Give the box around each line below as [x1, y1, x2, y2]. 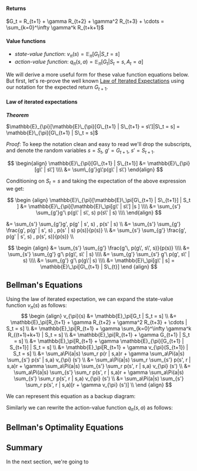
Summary [6, 442, 43, 453]
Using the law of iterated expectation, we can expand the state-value [6, 296, 173, 303]
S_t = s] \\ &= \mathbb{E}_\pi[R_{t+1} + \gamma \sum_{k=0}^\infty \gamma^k [6, 325, 192, 332]
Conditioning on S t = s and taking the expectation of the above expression [6, 177, 186, 185]
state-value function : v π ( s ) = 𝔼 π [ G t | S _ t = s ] [14, 51, 121, 59]
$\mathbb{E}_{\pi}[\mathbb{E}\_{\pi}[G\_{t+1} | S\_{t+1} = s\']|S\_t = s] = [6, 123, 181, 130]
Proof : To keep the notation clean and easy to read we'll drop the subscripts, [6, 141, 192, 147]
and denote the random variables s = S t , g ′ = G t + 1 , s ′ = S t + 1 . [6, 147, 155, 155]
